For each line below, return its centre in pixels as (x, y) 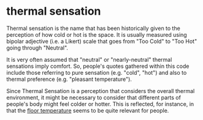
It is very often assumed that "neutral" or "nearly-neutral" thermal (89, 59)
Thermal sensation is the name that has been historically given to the (94, 28)
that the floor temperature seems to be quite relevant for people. (88, 110)
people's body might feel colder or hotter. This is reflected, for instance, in (100, 104)
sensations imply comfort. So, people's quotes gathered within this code (98, 66)
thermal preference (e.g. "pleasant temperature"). (69, 79)
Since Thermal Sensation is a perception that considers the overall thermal (101, 91)
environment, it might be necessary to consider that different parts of (94, 97)
